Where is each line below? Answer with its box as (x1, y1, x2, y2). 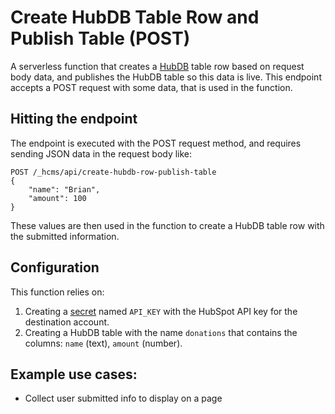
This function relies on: (10, 286, 105, 298)
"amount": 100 (28, 193, 87, 203)
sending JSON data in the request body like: (10, 147, 193, 160)
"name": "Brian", (28, 184, 101, 195)
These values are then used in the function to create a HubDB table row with (10, 219, 325, 231)
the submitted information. (10, 230, 120, 242)
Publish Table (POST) (10, 27, 191, 50)
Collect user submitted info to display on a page (24, 392, 223, 405)
